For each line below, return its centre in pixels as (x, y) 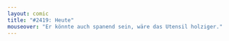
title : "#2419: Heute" (41, 20)
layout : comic (28, 14)
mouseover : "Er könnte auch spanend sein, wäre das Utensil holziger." (115, 26)
